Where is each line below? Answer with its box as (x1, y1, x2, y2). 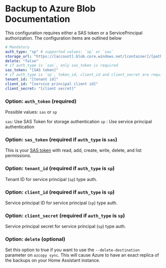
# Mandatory (5, 45, 30, 49)
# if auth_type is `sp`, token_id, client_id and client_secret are (5, 72, 149, 77)
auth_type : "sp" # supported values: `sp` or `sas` (5, 49, 114, 54)
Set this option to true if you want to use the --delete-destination (5, 247, 140, 253)
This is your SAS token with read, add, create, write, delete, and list (5, 147, 142, 153)
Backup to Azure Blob (5, 3, 96, 14)
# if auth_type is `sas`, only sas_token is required (5, 63, 119, 68)
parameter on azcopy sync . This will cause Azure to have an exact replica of (5, 252, 159, 258)
